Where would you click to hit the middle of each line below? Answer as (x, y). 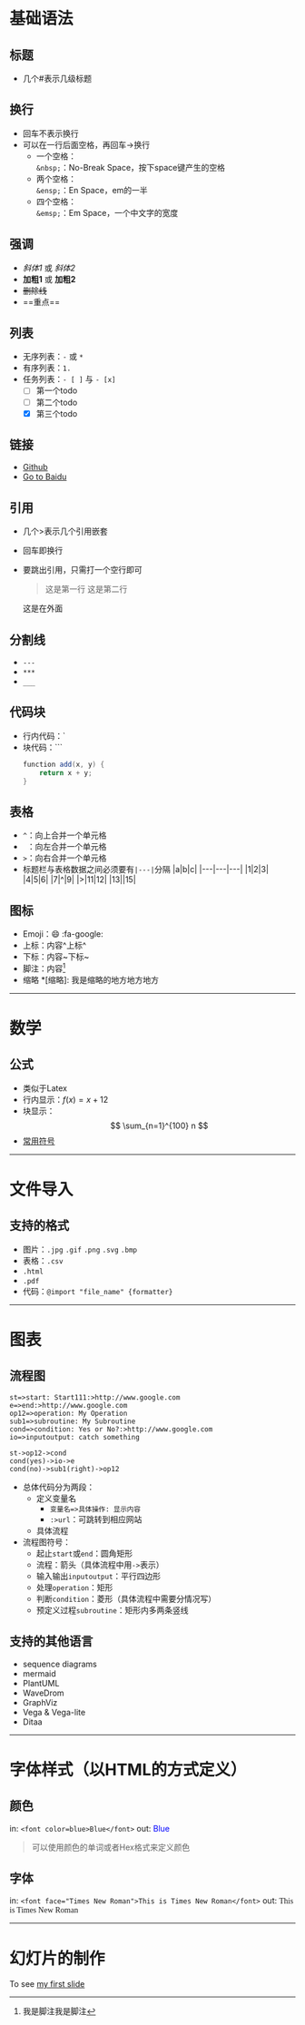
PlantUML (41, 1683)
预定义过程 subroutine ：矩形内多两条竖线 (112, 1610)
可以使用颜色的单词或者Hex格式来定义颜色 (111, 1847)
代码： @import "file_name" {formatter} (98, 1291)
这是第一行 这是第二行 (86, 589)
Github (35, 467)
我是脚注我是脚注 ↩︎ (59, 2011)
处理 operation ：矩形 (74, 1587)
